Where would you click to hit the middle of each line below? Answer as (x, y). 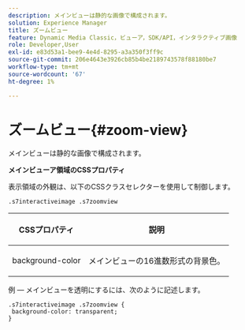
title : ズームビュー (38, 30)
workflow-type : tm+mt (44, 67)
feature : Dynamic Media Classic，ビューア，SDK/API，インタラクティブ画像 (123, 37)
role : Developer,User (44, 45)
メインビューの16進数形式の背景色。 (156, 261)
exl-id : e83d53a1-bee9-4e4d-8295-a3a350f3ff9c (86, 52)
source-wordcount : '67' (47, 74)
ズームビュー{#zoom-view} (98, 130)
